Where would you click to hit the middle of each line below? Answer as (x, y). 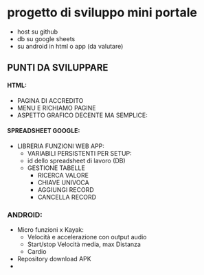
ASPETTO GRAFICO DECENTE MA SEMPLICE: (82, 115)
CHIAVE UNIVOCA (63, 182)
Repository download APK (54, 259)
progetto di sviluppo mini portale (102, 13)
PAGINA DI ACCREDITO (50, 100)
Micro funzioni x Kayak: (50, 230)
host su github (37, 32)
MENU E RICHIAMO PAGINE (56, 108)
